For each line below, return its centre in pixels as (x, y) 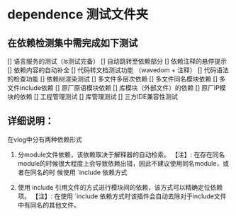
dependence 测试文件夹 (78, 15)
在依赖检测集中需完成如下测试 (73, 43)
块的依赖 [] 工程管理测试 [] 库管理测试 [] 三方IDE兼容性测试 (93, 97)
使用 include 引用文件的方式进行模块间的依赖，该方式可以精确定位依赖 (120, 187)
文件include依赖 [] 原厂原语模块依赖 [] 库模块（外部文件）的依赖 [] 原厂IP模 (117, 88)
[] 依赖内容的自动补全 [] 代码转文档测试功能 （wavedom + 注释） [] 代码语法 (118, 70)
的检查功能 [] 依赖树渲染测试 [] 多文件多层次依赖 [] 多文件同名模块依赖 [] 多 (117, 79)
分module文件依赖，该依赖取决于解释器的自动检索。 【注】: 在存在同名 (121, 154)
